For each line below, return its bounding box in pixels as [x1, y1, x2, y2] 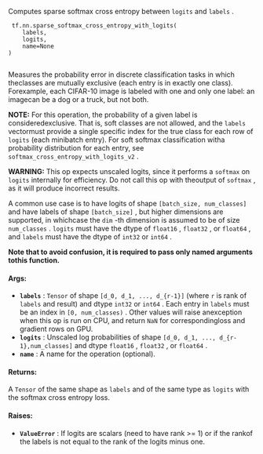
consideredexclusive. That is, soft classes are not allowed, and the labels [8, 118, 246, 128]
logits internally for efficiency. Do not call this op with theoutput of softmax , [8, 176, 256, 184]
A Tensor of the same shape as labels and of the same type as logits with [8, 384, 250, 394]
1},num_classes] [19, 343, 73, 350]
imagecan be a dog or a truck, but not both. [8, 95, 149, 104]
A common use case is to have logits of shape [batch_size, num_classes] [8, 199, 247, 208]
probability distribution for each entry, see [8, 143, 144, 152]
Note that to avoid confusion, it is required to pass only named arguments [8, 247, 253, 256]
